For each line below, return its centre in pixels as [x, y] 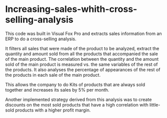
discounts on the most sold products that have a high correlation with [77, 105]
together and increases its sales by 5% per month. [57, 90]
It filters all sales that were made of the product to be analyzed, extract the [82, 48]
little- [155, 105]
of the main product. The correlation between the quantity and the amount [82, 59]
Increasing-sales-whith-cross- [71, 9]
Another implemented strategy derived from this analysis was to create [78, 99]
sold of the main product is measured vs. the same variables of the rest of [81, 64]
